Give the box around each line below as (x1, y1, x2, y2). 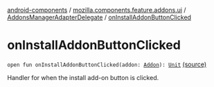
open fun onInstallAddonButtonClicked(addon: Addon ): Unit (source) (7, 60, 207, 68)
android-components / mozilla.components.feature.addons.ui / (7, 6, 186, 14)
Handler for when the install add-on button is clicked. (7, 73, 159, 81)
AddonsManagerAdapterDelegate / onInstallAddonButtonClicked (7, 13, 192, 21)
